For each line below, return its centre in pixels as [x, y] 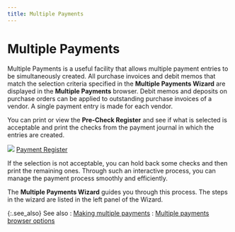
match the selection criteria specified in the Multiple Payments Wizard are [116, 83]
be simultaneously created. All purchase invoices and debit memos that [111, 76]
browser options [31, 221]
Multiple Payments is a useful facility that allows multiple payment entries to [118, 69]
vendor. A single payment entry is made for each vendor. [90, 106]
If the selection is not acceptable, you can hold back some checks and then [117, 163]
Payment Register [42, 149]
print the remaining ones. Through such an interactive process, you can [111, 170]
